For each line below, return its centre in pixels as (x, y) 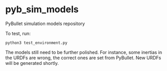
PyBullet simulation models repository (45, 23)
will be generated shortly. (32, 63)
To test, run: (18, 33)
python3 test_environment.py (36, 43)
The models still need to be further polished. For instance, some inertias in (84, 52)
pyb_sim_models (42, 9)
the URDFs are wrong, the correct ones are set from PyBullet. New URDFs (83, 58)
